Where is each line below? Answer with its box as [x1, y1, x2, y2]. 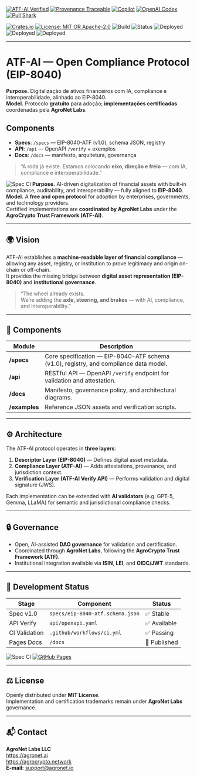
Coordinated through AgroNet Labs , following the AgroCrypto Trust [14, 547, 180, 554]
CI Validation [9, 628, 44, 636]
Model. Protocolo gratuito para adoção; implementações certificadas [6, 100, 178, 107]
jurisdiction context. [14, 469, 63, 476]
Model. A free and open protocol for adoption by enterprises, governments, [6, 193, 191, 200]
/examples [9, 403, 39, 411]
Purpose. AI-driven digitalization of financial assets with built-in [32, 180, 186, 188]
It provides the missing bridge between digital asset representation [6, 272, 171, 279]
